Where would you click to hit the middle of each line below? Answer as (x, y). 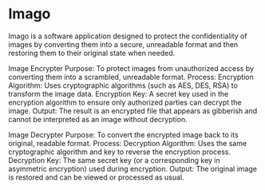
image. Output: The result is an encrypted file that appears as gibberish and (133, 111)
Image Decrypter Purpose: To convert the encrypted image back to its (124, 135)
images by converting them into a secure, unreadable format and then (123, 44)
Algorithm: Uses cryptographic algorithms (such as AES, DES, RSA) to (123, 85)
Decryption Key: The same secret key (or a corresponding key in (115, 160)
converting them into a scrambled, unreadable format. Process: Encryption (131, 77)
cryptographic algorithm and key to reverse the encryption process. (120, 152)
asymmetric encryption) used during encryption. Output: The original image (133, 168)
